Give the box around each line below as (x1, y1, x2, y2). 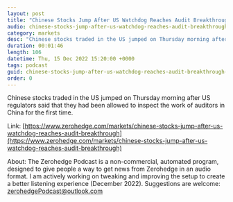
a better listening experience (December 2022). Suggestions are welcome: (7, 180, 221, 188)
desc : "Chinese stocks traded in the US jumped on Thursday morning (7, 36, 209, 43)
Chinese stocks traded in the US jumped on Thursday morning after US (7, 94, 211, 102)
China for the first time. (7, 108, 74, 117)
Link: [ (7, 122, 26, 131)
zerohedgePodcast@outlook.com (7, 187, 103, 195)
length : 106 (7, 49, 42, 56)
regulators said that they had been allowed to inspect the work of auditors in (7, 101, 225, 110)
